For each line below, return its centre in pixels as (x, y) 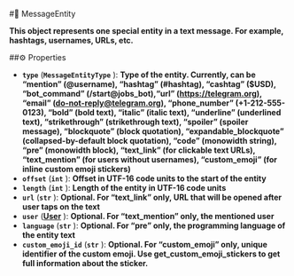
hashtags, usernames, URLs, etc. (72, 40)
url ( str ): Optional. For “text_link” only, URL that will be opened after (151, 197)
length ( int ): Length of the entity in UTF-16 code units (124, 188)
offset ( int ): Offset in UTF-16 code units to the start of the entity (144, 178)
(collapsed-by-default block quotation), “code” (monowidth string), (149, 141)
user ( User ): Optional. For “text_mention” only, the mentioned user (148, 216)
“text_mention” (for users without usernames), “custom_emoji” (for (149, 159)
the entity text (48, 235)
